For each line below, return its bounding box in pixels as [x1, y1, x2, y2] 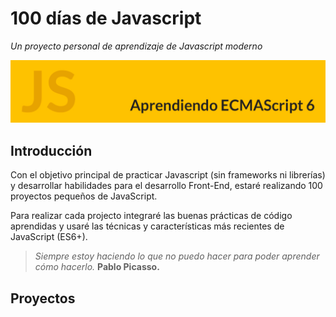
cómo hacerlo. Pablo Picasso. [34, 261, 160, 273]
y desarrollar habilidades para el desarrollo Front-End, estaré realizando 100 [10, 180, 323, 192]
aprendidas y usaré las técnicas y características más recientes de [10, 220, 285, 232]
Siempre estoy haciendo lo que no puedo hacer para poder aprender [34, 250, 320, 262]
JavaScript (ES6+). [10, 231, 88, 243]
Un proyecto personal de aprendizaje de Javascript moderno [10, 40, 263, 52]
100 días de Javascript [10, 7, 202, 30]
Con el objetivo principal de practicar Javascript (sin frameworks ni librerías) [10, 169, 326, 181]
